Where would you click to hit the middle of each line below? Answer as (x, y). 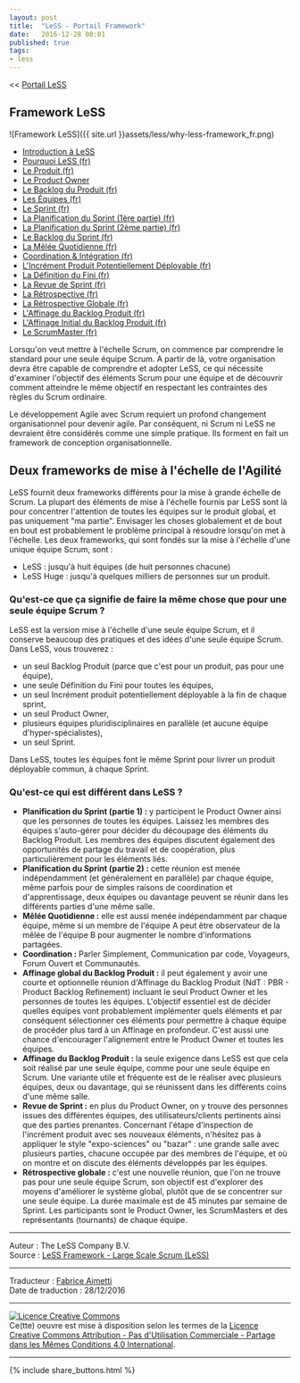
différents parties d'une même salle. (88, 907)
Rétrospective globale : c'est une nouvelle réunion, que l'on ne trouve (151, 1173)
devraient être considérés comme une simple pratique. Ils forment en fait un (149, 433)
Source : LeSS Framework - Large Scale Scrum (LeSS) (109, 1255)
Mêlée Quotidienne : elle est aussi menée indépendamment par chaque (154, 916)
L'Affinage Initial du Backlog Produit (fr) (94, 322)
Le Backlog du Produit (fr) (70, 190)
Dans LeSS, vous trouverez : (61, 648)
